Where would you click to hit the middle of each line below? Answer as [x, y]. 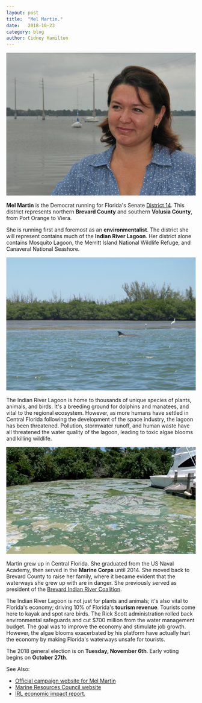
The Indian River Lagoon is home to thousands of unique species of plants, [99, 400]
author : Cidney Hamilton [37, 38]
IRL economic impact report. [50, 693]
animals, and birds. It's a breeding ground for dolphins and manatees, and [98, 406]
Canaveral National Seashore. [43, 249]
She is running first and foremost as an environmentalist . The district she [97, 230]
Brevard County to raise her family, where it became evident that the [91, 576]
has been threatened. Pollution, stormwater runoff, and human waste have [98, 426]
